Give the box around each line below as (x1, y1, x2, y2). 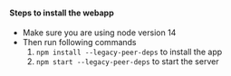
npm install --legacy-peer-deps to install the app (35, 46, 223, 58)
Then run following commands (22, 37, 137, 48)
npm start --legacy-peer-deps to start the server (35, 56, 219, 67)
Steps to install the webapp (9, 7, 115, 18)
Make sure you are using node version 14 (22, 27, 177, 38)
